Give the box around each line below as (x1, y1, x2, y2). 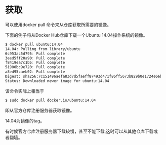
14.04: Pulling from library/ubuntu (5, 46, 81, 52)
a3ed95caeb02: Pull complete (5, 69, 65, 74)
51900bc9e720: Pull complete (5, 65, 65, 70)
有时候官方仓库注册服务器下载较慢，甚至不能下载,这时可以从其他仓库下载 (5, 128, 154, 134)
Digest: (5, 74, 21, 79)
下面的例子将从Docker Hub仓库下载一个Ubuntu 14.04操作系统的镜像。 (5, 32, 148, 38)
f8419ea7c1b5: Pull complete (5, 60, 65, 65)
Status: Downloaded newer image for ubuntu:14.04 (5, 78, 110, 84)
